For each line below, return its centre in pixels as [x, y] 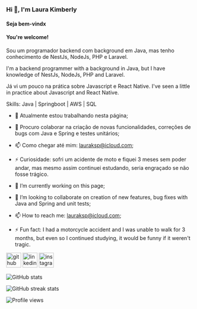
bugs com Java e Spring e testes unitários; [67, 133]
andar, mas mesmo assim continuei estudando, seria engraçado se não [102, 168]
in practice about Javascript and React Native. [63, 92]
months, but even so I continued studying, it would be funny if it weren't [103, 238]
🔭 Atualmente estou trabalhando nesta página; [72, 115]
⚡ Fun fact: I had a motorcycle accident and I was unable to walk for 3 [100, 229]
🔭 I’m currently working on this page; [60, 185]
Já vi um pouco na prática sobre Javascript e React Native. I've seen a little [98, 86]
